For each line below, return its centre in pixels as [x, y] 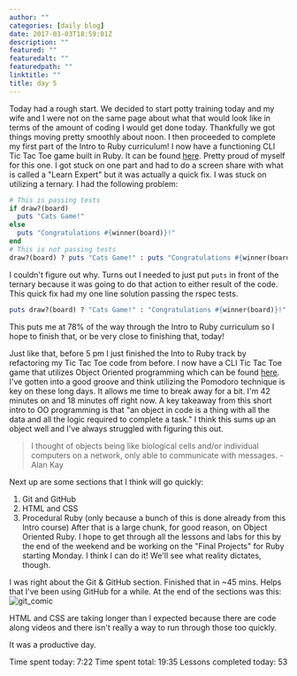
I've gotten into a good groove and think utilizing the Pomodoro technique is [147, 381]
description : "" [39, 42]
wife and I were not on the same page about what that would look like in [140, 118]
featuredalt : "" [39, 58]
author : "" [29, 17]
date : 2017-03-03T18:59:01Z [61, 34]
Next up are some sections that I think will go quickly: [107, 482]
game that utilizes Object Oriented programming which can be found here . [145, 372]
